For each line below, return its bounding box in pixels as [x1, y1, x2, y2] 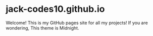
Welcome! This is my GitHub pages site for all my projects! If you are [6, 20, 148, 26]
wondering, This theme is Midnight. [6, 25, 80, 31]
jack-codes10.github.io [6, 3, 105, 15]
